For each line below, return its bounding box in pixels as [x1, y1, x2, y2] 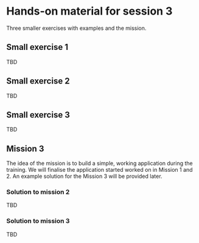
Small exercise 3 [6, 110, 70, 120]
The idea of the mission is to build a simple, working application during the [6, 160, 193, 167]
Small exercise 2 [6, 76, 70, 86]
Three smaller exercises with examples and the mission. [6, 24, 147, 32]
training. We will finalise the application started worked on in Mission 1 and [6, 166, 193, 174]
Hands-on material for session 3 [6, 4, 173, 18]
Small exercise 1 [6, 42, 69, 52]
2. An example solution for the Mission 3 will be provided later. [6, 172, 162, 180]
